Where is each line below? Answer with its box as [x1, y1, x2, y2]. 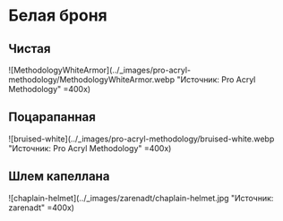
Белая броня [8, 5, 108, 26]
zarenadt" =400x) [8, 202, 75, 213]
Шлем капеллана [8, 169, 110, 184]
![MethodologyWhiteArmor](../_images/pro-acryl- [8, 64, 192, 75]
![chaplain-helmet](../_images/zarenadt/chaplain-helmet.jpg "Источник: [8, 192, 274, 203]
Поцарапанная [8, 109, 96, 125]
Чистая [8, 41, 51, 56]
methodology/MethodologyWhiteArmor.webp [8, 74, 176, 85]
